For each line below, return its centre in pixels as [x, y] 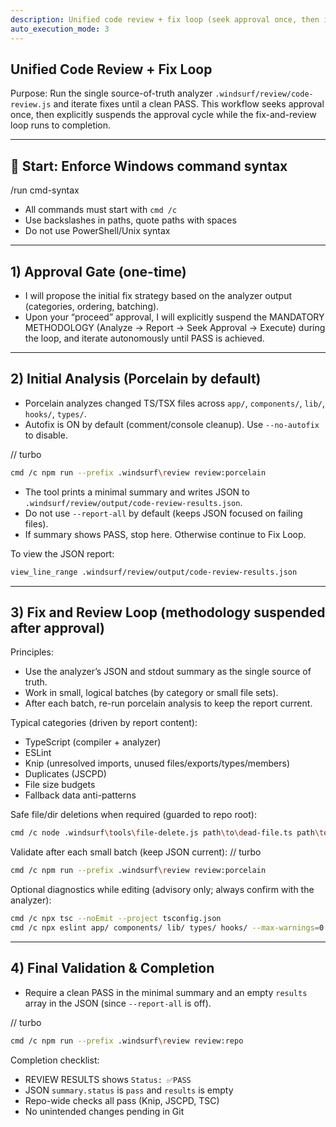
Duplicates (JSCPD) [65, 774]
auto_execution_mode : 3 [60, 29]
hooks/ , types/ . [55, 413]
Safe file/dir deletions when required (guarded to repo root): [133, 815]
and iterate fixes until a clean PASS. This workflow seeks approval [189, 104]
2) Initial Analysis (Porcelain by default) [136, 379]
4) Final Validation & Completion [112, 968]
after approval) [58, 627]
